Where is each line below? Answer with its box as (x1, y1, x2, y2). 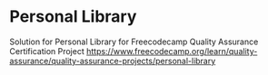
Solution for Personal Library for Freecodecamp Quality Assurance (9, 36, 259, 47)
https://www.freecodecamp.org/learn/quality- (85, 45, 258, 56)
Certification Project (9, 45, 84, 56)
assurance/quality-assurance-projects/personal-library (9, 55, 216, 66)
